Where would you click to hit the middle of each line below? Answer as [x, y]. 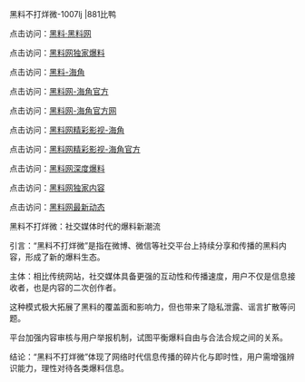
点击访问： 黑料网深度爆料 [57, 168]
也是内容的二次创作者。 [77, 288]
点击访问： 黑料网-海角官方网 [63, 111]
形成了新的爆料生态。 [65, 257]
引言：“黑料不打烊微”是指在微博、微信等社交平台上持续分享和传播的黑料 [144, 245]
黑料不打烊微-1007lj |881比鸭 [63, 14]
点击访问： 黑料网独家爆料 [57, 53]
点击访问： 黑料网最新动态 [57, 207]
